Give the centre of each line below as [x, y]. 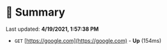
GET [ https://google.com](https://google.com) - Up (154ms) [88, 40]
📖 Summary [35, 12]
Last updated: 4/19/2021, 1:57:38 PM [52, 29]
